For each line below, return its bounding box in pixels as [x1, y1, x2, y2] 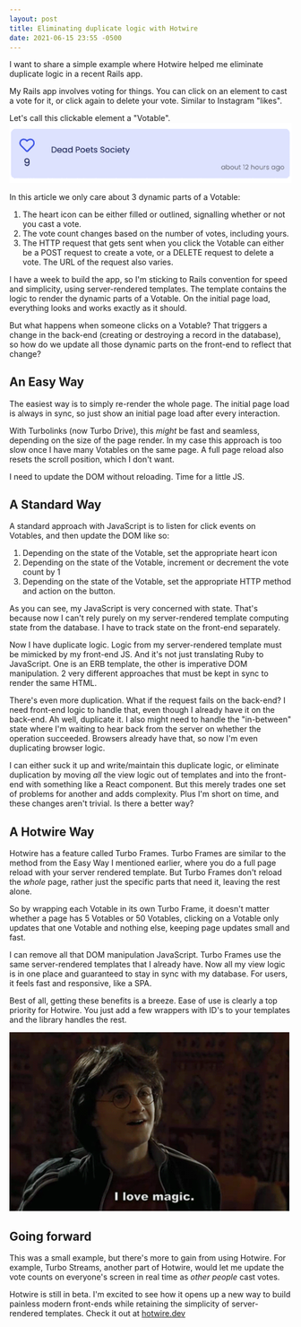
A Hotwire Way [9, 824, 95, 839]
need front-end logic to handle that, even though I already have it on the [9, 705, 275, 716]
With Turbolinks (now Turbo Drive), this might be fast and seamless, [9, 425, 260, 436]
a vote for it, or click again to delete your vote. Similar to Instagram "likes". [9, 95, 282, 107]
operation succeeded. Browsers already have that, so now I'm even [9, 733, 258, 744]
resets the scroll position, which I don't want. [9, 454, 175, 464]
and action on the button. [21, 585, 116, 596]
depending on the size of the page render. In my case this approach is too [9, 435, 282, 446]
